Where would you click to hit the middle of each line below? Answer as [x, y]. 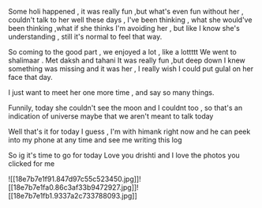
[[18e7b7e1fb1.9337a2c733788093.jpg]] [73, 196]
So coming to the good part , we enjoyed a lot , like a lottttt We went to [122, 52]
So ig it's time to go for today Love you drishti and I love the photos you [124, 155]
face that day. [30, 77]
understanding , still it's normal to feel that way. [85, 36]
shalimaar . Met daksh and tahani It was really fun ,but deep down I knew [127, 60]
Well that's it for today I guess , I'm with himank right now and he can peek [129, 131]
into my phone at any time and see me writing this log [95, 140]
